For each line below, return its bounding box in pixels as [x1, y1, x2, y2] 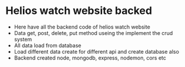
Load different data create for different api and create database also [14, 48, 179, 55]
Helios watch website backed [5, 4, 153, 17]
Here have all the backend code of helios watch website [14, 23, 151, 30]
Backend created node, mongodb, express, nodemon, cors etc [14, 54, 166, 61]
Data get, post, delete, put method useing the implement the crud [14, 29, 173, 36]
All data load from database [14, 42, 82, 49]
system [14, 36, 32, 43]
